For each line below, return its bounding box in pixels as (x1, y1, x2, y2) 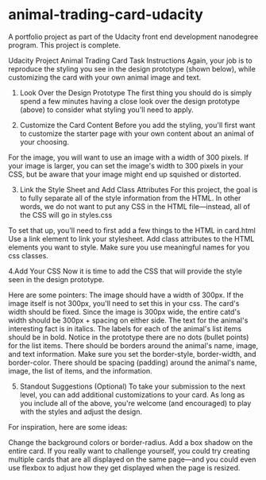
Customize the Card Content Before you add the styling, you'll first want (19, 120, 256, 130)
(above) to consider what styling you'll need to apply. (19, 105, 194, 114)
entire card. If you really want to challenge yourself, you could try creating (8, 446, 250, 455)
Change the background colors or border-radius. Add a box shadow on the (8, 437, 253, 447)
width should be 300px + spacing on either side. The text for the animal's (8, 315, 249, 325)
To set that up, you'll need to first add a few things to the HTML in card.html (8, 225, 256, 235)
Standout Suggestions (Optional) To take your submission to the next (19, 381, 246, 391)
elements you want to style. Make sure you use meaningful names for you (8, 242, 250, 252)
